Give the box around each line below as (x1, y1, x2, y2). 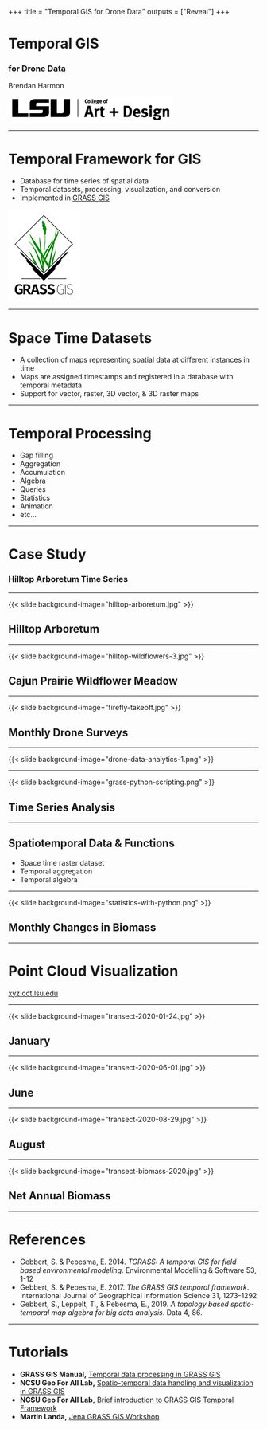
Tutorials (8, 1343, 68, 1361)
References (8, 1231, 86, 1249)
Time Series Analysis (8, 800, 115, 814)
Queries (19, 485, 46, 494)
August (8, 1137, 46, 1151)
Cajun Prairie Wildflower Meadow (8, 673, 178, 688)
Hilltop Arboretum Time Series (8, 574, 129, 585)
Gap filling (19, 450, 54, 461)
